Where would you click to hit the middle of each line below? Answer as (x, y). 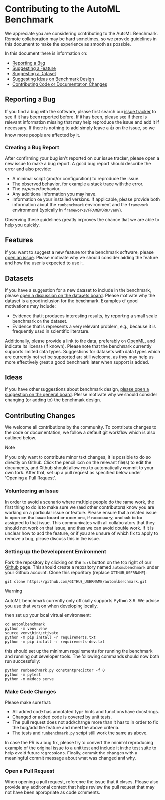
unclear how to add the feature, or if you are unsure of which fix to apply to (82, 533)
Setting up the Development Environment (56, 551)
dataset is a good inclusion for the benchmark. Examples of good (72, 301)
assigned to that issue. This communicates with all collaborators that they (80, 522)
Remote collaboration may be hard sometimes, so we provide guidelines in (81, 39)
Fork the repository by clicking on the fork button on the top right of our (78, 562)
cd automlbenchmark (25, 624)
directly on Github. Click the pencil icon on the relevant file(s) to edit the (78, 462)
